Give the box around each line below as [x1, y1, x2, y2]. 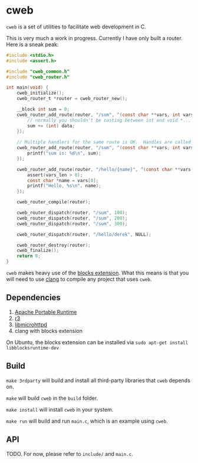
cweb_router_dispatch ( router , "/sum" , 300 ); [16, 221, 128, 226]
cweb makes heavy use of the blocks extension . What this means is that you [6, 270, 189, 277]
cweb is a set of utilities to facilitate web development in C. [6, 23, 146, 30]
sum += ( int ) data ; [27, 122, 75, 129]
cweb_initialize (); [16, 90, 65, 96]
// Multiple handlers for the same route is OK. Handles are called [16, 140, 192, 145]
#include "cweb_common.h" [6, 69, 70, 75]
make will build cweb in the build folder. [6, 394, 98, 402]
